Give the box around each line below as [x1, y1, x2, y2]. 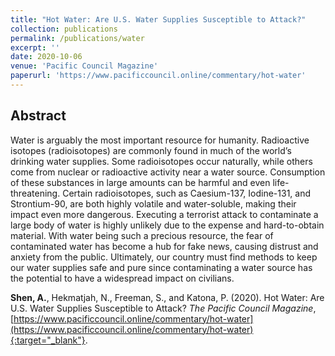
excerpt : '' [10, 42, 60, 53]
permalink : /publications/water [10, 33, 145, 43]
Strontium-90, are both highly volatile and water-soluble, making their [10, 197, 297, 210]
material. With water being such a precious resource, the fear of [10, 229, 274, 241]
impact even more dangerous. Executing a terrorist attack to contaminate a [10, 208, 319, 220]
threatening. [10, 187, 61, 199]
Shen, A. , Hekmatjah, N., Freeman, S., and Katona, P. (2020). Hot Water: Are [10, 291, 325, 303]
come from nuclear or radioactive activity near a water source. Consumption [10, 166, 326, 178]
